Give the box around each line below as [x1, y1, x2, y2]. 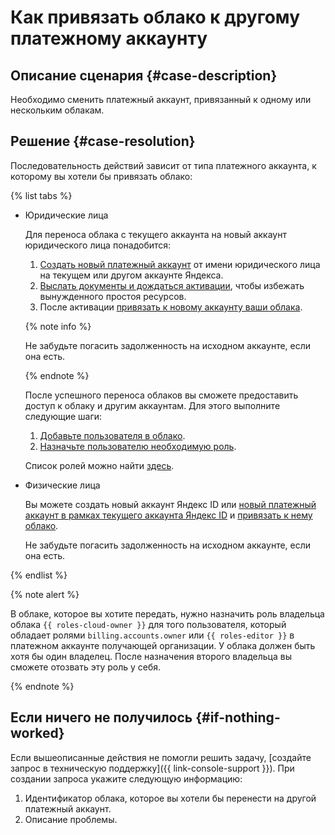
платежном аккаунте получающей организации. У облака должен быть [10, 639, 316, 651]
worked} [10, 725, 65, 742]
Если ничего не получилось [10, 709, 193, 726]
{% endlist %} [10, 569, 68, 581]
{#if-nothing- [195, 709, 281, 726]
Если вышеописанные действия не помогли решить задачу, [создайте [10, 751, 312, 763]
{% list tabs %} [10, 189, 73, 201]
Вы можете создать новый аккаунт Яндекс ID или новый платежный [24, 498, 317, 510]
